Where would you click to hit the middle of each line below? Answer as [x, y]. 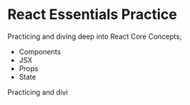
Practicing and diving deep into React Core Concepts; [95, 36]
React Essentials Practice [92, 15]
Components [40, 51]
